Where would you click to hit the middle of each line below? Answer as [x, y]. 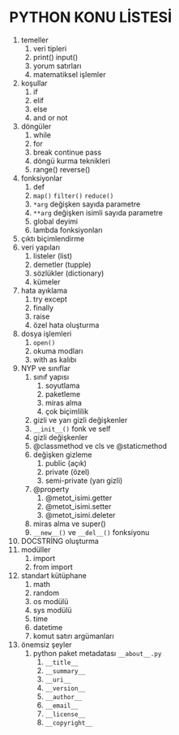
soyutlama [62, 385]
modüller [36, 550]
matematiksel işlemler [69, 74]
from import [53, 567]
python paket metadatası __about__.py [97, 653]
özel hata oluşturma [66, 324]
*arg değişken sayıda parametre [87, 204]
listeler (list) [53, 255]
